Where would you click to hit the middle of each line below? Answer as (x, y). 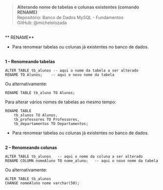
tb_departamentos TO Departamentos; (51, 124)
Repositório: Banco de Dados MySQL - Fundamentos (70, 17)
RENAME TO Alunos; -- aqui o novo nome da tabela (60, 75)
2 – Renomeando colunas (31, 147)
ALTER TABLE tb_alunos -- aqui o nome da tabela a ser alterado (72, 71)
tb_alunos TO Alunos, (36, 115)
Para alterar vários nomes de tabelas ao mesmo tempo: (61, 102)
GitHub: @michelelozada (42, 23)
